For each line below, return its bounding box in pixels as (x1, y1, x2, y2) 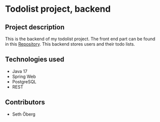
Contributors (5, 98, 45, 106)
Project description (5, 23, 65, 31)
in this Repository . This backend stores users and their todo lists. (5, 41, 135, 47)
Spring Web (12, 73, 36, 79)
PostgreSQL (12, 78, 37, 84)
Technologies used (5, 55, 64, 64)
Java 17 (12, 68, 28, 74)
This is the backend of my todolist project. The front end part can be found (5, 36, 156, 42)
